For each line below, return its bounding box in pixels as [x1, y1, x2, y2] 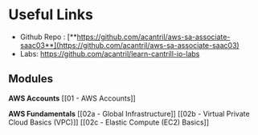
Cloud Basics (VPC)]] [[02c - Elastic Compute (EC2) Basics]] [8, 117, 209, 127]
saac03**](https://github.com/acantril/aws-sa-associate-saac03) [19, 40, 240, 50]
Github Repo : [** [19, 32, 78, 42]
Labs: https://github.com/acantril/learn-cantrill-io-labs [19, 49, 200, 58]
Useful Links [8, 6, 94, 24]
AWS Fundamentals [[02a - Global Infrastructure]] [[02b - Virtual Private [8, 109, 251, 118]
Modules [8, 72, 54, 85]
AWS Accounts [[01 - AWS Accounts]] [8, 93, 137, 103]
